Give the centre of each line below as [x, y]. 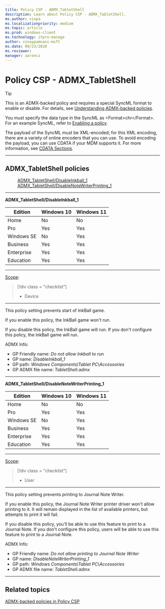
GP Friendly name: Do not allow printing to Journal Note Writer [76, 554]
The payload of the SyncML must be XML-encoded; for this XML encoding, [81, 133]
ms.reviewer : [18, 51]
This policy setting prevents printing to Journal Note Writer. [65, 495]
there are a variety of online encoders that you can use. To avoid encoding [81, 138]
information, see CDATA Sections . [39, 148]
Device [32, 296]
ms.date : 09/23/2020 [26, 46]
